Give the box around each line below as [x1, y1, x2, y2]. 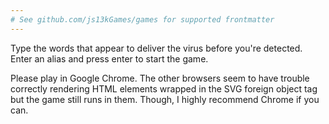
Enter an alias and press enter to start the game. [10, 52, 209, 65]
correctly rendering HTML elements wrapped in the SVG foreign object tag [10, 82, 318, 95]
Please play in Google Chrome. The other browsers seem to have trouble [10, 72, 310, 84]
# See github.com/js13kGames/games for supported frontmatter [10, 14, 275, 25]
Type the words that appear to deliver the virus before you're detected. [10, 42, 303, 54]
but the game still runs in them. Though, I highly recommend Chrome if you [10, 93, 320, 105]
